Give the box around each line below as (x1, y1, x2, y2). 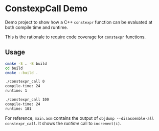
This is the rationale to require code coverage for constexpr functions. (5, 34, 146, 40)
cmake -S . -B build (5, 61, 47, 66)
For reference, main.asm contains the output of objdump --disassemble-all (5, 115, 154, 121)
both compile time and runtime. (5, 24, 68, 30)
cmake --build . (5, 70, 38, 75)
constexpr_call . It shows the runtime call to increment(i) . (5, 120, 121, 126)
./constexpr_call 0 (5, 79, 45, 84)
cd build (5, 66, 23, 71)
